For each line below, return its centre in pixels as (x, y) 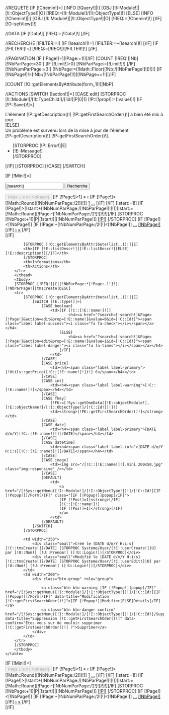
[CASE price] (55, 363)
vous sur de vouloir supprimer (69, 623)
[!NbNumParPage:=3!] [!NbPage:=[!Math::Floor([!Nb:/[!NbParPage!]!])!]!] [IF (84, 69)
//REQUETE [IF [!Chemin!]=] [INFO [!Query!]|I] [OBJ (59, 8)
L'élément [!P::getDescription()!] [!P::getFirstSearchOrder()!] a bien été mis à (84, 114)
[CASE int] (53, 381)
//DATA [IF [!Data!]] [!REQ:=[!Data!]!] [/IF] (48, 33)
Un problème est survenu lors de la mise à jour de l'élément (67, 130)
